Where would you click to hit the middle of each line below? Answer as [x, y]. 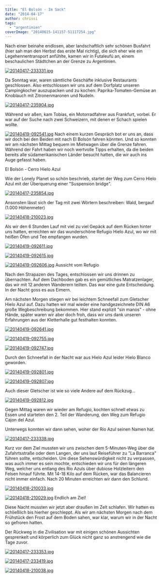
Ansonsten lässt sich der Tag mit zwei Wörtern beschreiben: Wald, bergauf [80, 202]
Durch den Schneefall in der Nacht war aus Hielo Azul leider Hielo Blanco [78, 357]
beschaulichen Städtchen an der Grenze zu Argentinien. [61, 61]
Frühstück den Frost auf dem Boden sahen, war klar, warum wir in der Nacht [81, 517]
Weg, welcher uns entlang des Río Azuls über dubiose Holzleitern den [74, 469]
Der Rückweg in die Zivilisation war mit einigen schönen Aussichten [72, 532]
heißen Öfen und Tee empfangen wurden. [47, 237]
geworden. [16, 362]
